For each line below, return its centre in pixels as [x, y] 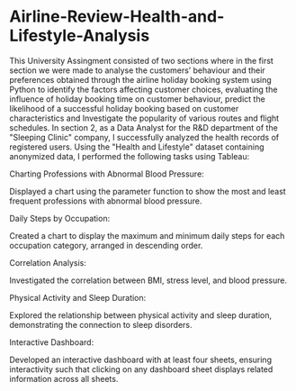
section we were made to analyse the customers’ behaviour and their [137, 70]
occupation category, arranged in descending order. [106, 245]
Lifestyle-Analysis [80, 36]
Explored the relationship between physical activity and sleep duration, [141, 315]
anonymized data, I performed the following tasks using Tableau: [130, 156]
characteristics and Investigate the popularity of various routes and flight [144, 118]
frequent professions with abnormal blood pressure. [106, 201]
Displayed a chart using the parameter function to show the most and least [148, 191]
